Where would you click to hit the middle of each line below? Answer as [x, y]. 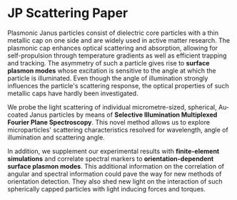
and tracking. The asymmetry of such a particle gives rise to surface [109, 63]
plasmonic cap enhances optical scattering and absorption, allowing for [113, 48]
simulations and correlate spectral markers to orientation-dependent [111, 159]
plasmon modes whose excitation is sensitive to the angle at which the [112, 70]
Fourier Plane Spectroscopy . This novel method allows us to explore [109, 122]
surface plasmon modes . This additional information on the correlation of [116, 166]
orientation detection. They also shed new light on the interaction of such [115, 181]
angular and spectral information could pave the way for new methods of [115, 174]
